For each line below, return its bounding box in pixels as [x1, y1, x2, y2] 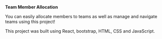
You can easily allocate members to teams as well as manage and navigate [5, 14, 158, 19]
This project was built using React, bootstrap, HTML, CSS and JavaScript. [5, 28, 155, 34]
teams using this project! [5, 19, 55, 24]
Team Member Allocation [5, 4, 58, 10]
